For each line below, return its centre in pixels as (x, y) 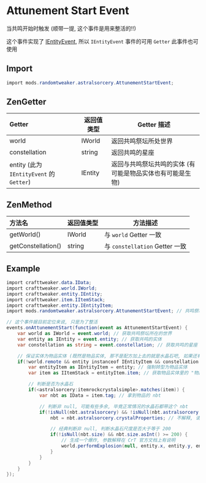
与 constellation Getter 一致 (145, 247)
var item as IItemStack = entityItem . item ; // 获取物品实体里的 (109, 373)
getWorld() (25, 234)
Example (23, 268)
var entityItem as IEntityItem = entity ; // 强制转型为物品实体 (108, 367)
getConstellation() (36, 246)
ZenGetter (26, 102)
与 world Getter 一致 (133, 235)
